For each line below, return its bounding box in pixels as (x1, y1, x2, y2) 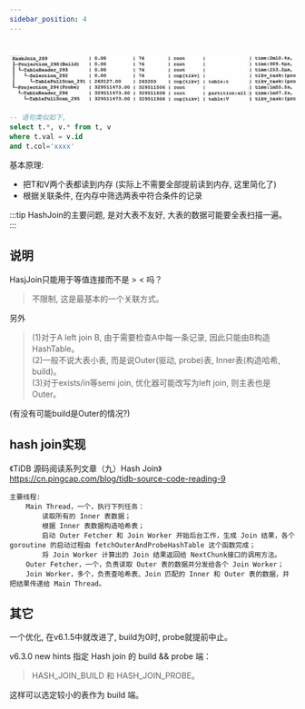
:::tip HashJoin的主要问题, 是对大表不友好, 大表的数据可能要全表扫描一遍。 (9, 209, 288, 220)
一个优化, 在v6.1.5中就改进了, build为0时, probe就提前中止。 (9, 632, 233, 643)
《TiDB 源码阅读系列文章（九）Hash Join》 (9, 463, 162, 474)
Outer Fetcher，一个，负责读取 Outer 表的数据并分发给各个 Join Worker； (25, 559, 284, 569)
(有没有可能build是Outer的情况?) (9, 408, 131, 419)
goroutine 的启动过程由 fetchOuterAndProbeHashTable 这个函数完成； (9, 540, 256, 549)
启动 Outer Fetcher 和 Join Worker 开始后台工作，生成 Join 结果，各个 (42, 531, 295, 540)
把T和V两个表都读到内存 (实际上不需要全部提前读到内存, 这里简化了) (22, 178, 277, 190)
